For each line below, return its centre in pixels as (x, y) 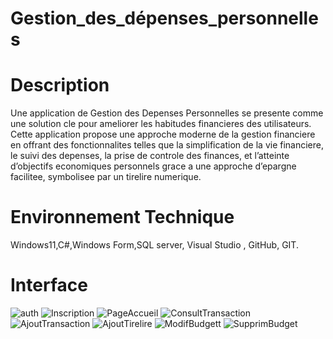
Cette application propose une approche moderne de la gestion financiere (163, 134)
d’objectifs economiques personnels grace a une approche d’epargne (153, 166)
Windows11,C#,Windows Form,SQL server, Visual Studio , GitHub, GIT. (154, 245)
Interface (49, 285)
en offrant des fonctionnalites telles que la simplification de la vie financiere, (167, 145)
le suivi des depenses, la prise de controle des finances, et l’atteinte (150, 156)
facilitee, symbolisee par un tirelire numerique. (106, 177)
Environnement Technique (122, 217)
